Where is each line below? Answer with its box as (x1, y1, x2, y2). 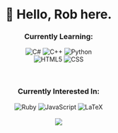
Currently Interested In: (17, 86, 100, 96)
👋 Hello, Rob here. (5, 6, 112, 23)
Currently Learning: (24, 32, 93, 42)
